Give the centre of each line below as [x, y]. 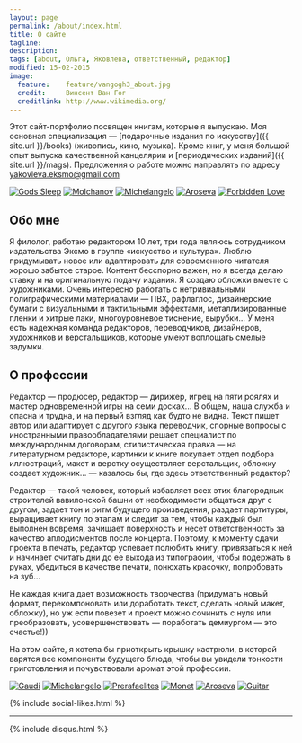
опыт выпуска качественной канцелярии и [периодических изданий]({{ [147, 155]
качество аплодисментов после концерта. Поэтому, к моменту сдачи [144, 538]
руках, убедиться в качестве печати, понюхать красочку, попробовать [146, 566]
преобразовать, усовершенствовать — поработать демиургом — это [143, 622]
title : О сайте [38, 34]
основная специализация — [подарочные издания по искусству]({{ [139, 137]
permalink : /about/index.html [66, 26]
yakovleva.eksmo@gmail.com [64, 174]
